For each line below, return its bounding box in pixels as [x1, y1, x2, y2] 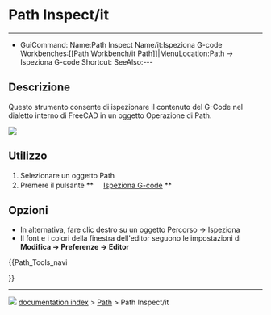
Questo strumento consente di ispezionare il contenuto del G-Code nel [8, 102, 244, 111]
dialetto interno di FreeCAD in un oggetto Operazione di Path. [8, 111, 212, 120]
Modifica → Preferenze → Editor [19, 242, 130, 252]
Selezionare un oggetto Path [19, 170, 115, 180]
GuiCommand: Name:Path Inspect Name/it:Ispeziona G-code [19, 40, 223, 49]
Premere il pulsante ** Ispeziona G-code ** [19, 180, 172, 190]
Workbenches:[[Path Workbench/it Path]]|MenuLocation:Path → [19, 48, 234, 58]
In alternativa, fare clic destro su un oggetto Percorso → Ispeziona [19, 225, 240, 235]
